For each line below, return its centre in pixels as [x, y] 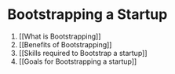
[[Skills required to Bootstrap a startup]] [83, 53]
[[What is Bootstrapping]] [60, 36]
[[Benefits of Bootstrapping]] [65, 44]
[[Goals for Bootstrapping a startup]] [78, 61]
